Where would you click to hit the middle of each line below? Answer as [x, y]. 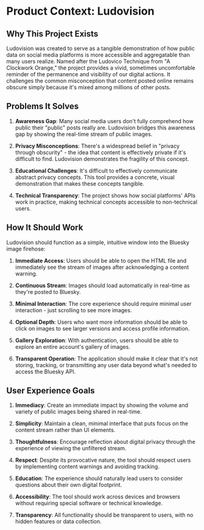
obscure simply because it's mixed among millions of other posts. [89, 87]
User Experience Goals [51, 391]
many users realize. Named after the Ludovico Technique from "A [88, 61]
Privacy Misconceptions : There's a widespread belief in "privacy [97, 146]
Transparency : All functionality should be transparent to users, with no [104, 515]
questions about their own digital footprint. [69, 485]
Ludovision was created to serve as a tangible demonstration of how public [100, 48]
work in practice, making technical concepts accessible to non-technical [106, 202]
